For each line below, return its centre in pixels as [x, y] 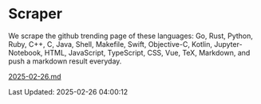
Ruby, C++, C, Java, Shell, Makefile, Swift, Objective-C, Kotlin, [111, 44]
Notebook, [26, 52]
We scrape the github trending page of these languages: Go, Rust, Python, [131, 36]
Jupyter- [228, 44]
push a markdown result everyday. [65, 61]
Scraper [35, 14]
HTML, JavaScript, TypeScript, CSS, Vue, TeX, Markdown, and [147, 52]
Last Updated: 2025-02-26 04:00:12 [68, 91]
